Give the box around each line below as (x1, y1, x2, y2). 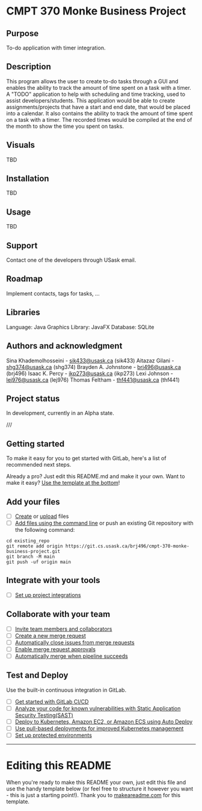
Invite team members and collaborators (14, 625, 112, 633)
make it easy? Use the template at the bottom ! (6, 479, 120, 487)
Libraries (6, 308, 40, 318)
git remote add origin (6, 543, 63, 549)
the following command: (14, 526, 75, 534)
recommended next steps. (6, 461, 72, 469)
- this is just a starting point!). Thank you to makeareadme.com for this (6, 792, 181, 799)
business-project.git (6, 549, 61, 555)
